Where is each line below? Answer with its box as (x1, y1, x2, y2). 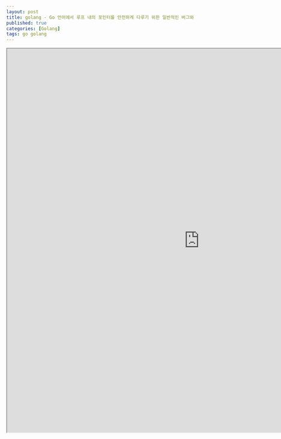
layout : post (6, 8, 39, 15)
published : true (6, 20, 47, 26)
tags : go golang (6, 31, 47, 37)
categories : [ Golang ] (6, 25, 61, 32)
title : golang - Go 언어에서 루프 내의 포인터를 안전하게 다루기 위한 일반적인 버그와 (6, 14, 194, 20)
